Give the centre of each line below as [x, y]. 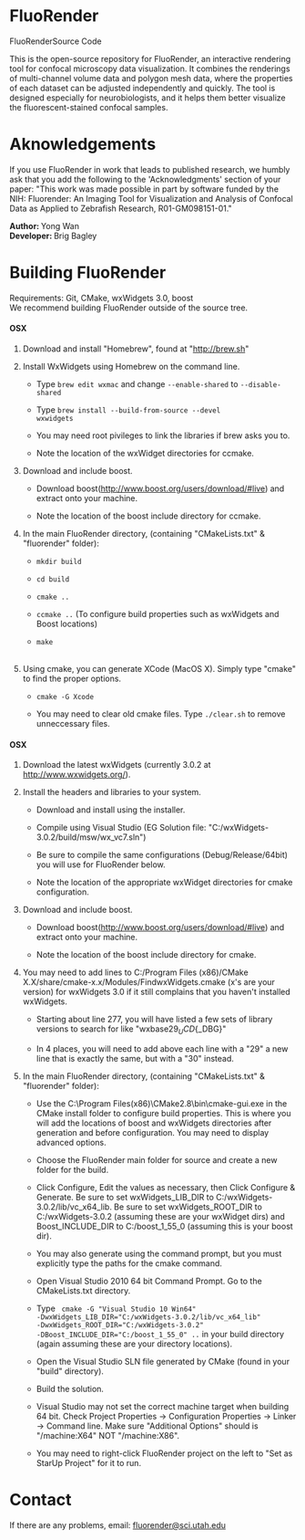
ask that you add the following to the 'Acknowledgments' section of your [145, 179]
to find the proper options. [71, 679]
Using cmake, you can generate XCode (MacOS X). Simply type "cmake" [159, 669]
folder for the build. [72, 1170]
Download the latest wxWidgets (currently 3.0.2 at [117, 765]
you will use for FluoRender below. [101, 864]
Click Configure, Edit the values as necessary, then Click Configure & [166, 1188]
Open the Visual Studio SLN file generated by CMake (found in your [163, 1362]
